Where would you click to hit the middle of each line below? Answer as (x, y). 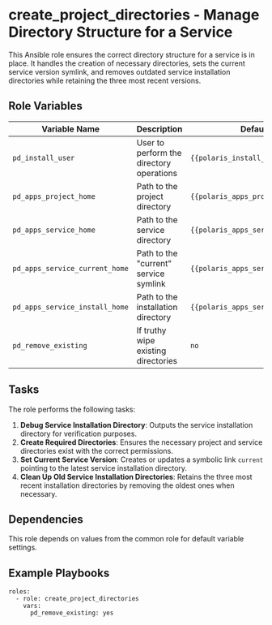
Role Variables (45, 106)
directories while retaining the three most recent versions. (105, 80)
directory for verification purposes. (79, 433)
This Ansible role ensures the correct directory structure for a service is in (132, 54)
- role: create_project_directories (77, 599)
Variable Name (70, 129)
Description (159, 129)
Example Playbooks (59, 573)
